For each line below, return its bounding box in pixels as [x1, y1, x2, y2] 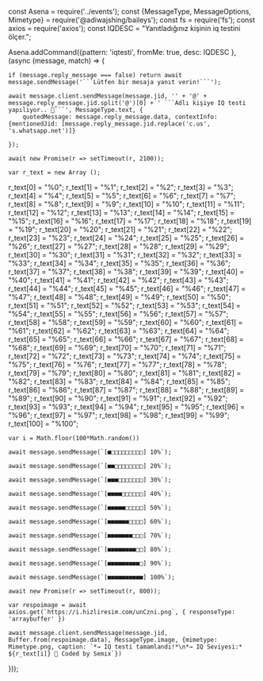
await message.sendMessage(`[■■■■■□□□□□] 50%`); [8, 504, 172, 512]
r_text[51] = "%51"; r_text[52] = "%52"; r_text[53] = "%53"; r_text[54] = [8, 301, 242, 310]
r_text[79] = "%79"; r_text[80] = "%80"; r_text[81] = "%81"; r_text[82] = [8, 369, 242, 377]
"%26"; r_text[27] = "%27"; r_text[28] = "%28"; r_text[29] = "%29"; [8, 242, 230, 251]
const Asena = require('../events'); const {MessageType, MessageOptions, [8, 7, 252, 16]
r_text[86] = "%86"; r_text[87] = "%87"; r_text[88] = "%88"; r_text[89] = [8, 385, 244, 394]
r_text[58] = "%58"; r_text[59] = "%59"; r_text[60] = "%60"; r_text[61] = [8, 318, 243, 327]
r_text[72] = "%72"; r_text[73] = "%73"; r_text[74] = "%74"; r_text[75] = [8, 351, 242, 361]
